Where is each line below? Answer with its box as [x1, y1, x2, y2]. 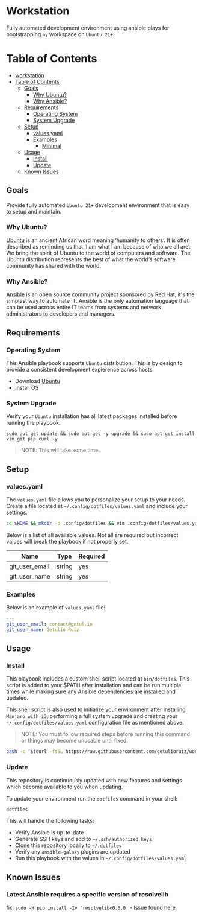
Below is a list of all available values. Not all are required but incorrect [6, 531, 179, 538]
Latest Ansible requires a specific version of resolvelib [6, 890, 169, 898]
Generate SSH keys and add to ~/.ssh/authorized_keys [14, 836, 152, 843]
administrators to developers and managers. [6, 310, 116, 317]
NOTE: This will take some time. [20, 446, 100, 454]
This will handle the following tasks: [6, 817, 94, 825]
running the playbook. [6, 419, 61, 427]
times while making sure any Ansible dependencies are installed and [6, 688, 176, 695]
